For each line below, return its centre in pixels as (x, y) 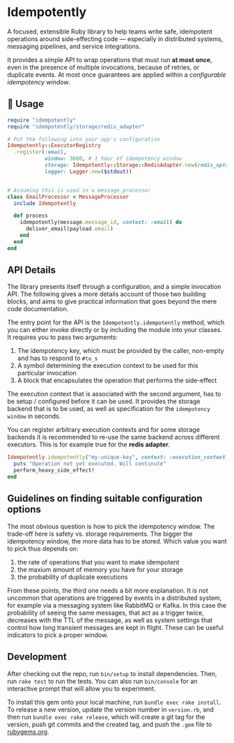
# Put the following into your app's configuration (84, 139)
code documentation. (38, 309)
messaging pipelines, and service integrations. (74, 46)
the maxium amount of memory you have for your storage (100, 569)
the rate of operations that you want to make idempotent (98, 562)
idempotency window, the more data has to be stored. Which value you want (117, 541)
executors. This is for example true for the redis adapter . (89, 444)
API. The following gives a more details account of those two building (107, 294)
